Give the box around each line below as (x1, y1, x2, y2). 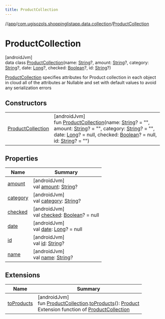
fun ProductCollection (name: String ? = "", (54, 119, 150, 126)
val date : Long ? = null (33, 226, 82, 233)
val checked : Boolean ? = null (33, 212, 99, 219)
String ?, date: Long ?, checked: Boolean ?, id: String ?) (5, 64, 111, 70)
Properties (5, 154, 38, 162)
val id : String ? (33, 240, 65, 247)
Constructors (5, 99, 47, 107)
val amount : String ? (33, 183, 78, 190)
